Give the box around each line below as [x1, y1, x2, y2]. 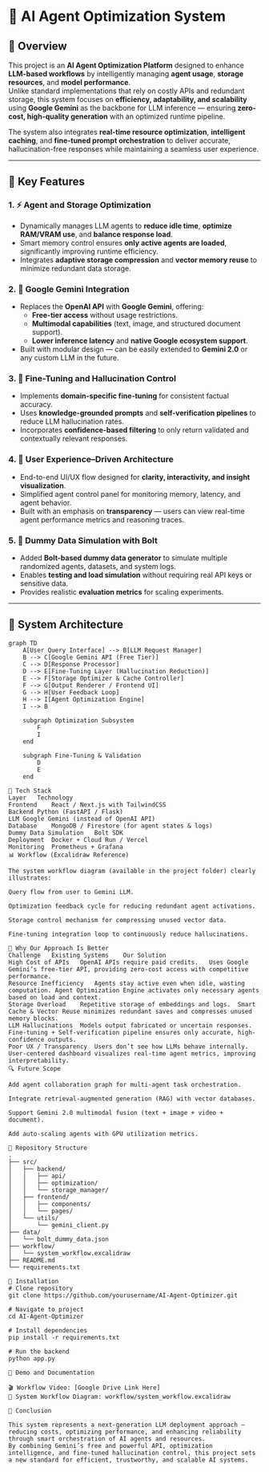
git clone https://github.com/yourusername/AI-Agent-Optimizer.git [8, 1291, 239, 1299]
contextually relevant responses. [19, 433, 128, 444]
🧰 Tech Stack [8, 787, 52, 795]
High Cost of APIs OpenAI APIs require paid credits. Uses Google [8, 958, 249, 966]
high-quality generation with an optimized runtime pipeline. [26, 112, 226, 121]
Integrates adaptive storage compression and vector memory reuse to [19, 254, 258, 264]
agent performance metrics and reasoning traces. [19, 514, 185, 524]
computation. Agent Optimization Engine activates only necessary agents [8, 986, 260, 994]
